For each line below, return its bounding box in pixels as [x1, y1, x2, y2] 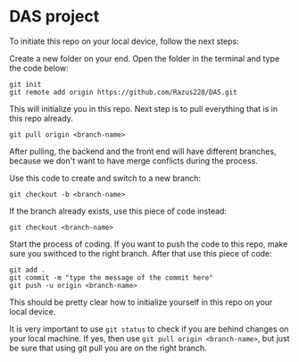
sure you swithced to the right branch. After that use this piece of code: [9, 248, 272, 258]
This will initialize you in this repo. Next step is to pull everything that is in [9, 103, 278, 114]
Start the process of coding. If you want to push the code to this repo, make [9, 239, 288, 249]
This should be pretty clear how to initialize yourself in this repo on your [9, 297, 273, 307]
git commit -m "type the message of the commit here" [9, 273, 214, 282]
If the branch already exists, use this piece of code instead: [9, 206, 228, 216]
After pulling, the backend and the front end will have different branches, [9, 146, 277, 156]
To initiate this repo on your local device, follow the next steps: [9, 36, 239, 46]
